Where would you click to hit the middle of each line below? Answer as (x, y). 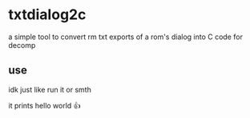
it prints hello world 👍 (44, 105)
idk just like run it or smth (50, 89)
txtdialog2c (47, 15)
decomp (22, 45)
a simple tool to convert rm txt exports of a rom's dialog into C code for (125, 37)
